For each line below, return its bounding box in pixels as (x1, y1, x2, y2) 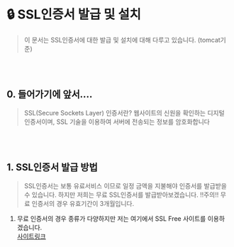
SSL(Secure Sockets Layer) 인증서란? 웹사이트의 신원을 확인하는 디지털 (23, 108, 225, 117)
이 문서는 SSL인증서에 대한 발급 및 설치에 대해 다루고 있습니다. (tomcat (23, 35, 221, 44)
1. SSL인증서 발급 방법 (6, 161, 98, 173)
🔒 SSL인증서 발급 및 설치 (6, 6, 141, 23)
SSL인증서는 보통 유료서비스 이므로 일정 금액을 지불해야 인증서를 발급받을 (23, 181, 228, 190)
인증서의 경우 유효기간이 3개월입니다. (31, 199, 135, 207)
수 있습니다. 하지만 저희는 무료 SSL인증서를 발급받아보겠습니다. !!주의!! (23, 190, 219, 199)
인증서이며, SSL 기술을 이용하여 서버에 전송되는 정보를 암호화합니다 (23, 117, 210, 126)
